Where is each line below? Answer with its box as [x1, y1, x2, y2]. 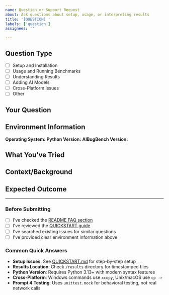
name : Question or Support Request [5, 7, 80, 13]
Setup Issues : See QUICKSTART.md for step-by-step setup [12, 258, 136, 264]
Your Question [5, 106, 51, 114]
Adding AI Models [12, 79, 50, 85]
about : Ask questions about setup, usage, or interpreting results [5, 12, 150, 17]
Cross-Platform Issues [12, 85, 59, 91]
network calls [12, 285, 41, 291]
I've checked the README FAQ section [12, 217, 93, 223]
